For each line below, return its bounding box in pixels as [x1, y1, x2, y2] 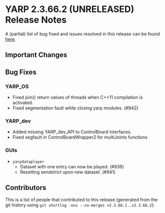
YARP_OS [5, 83, 29, 90]
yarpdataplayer [12, 159, 45, 164]
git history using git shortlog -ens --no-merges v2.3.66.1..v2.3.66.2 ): [5, 202, 155, 208]
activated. [12, 99, 34, 106]
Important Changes [5, 51, 68, 59]
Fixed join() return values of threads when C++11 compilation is [12, 94, 143, 100]
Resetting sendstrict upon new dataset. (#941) [20, 169, 116, 175]
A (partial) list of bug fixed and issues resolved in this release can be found [5, 31, 160, 37]
